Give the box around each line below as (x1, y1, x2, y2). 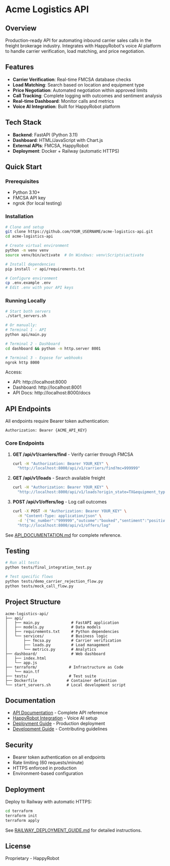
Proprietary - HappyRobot (5, 855, 59, 861)
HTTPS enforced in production (12, 765, 77, 771)
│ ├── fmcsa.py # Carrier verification (5, 638, 122, 643)
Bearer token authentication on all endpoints (12, 754, 106, 760)
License (5, 842, 31, 850)
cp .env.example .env (5, 280, 51, 285)
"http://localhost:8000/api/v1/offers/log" (17, 523, 111, 528)
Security (5, 740, 33, 749)
